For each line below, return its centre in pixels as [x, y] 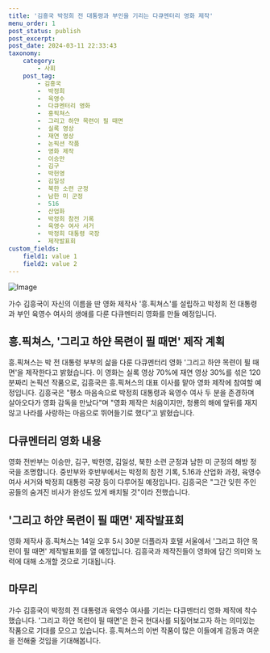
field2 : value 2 [50, 263]
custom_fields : [34, 249]
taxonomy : [25, 53]
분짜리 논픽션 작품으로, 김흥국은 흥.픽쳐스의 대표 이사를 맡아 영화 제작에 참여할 [131, 383]
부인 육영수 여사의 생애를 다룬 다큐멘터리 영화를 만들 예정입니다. [116, 314]
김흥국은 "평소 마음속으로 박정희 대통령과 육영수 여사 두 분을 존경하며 [146, 393]
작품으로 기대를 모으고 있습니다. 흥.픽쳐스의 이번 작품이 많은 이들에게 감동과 [127, 630]
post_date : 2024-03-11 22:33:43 [62, 46]
